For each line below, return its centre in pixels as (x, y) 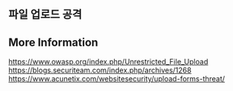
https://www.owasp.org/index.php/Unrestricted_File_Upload (108, 62)
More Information (53, 42)
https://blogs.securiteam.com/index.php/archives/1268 (100, 70)
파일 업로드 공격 (45, 14)
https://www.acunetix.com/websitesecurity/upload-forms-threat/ (116, 79)
